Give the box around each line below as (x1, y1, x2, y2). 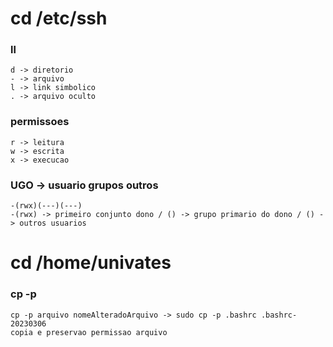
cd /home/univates (10, 252, 172, 274)
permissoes (10, 115, 70, 129)
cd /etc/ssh (10, 7, 108, 30)
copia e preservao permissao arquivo (10, 327, 168, 337)
